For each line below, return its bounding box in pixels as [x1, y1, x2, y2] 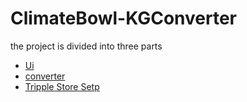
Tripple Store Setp [24, 80, 100, 92]
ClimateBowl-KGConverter [10, 7, 238, 30]
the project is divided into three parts [10, 40, 163, 52]
